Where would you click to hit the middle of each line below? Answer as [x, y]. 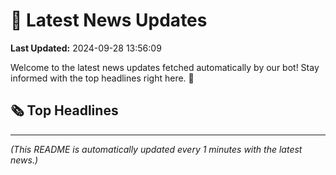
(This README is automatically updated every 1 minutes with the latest [156, 149]
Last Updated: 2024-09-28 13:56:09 [86, 48]
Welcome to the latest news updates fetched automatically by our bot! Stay [165, 67]
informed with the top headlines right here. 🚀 [102, 78]
